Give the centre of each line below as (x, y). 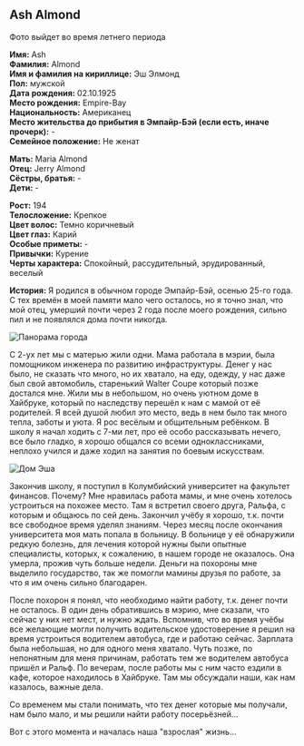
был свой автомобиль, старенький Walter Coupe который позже (134, 383)
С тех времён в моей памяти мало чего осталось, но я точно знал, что (147, 299)
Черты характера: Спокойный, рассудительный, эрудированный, (137, 263)
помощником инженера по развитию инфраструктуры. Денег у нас (141, 364)
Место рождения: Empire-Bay (68, 103)
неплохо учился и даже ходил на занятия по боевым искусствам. (137, 451)
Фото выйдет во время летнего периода (88, 36)
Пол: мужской (37, 83)
